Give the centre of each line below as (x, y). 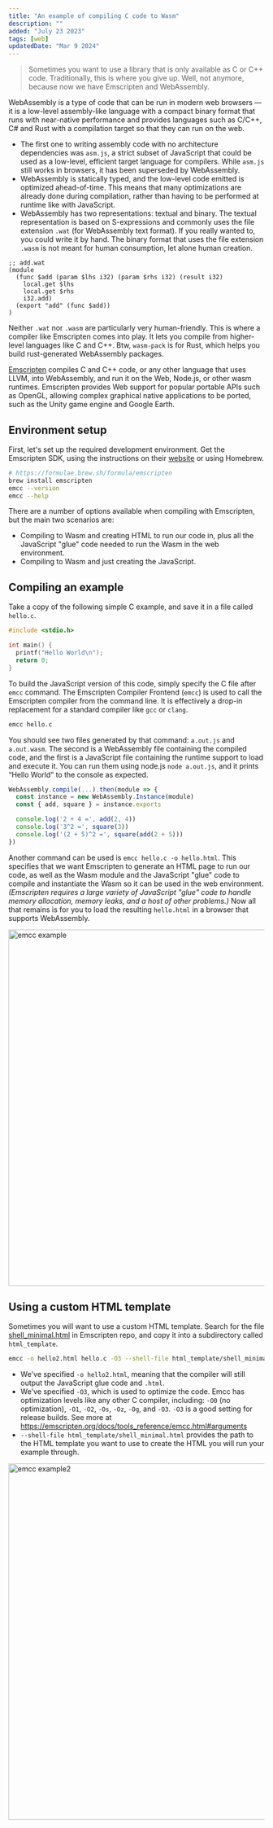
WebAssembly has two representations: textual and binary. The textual (139, 213)
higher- (243, 337)
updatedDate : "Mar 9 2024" (54, 46)
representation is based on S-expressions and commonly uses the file (137, 222)
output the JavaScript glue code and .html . (92, 1383)
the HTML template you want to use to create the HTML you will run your (142, 1444)
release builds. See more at (66, 1418)
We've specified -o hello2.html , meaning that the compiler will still (132, 1374)
